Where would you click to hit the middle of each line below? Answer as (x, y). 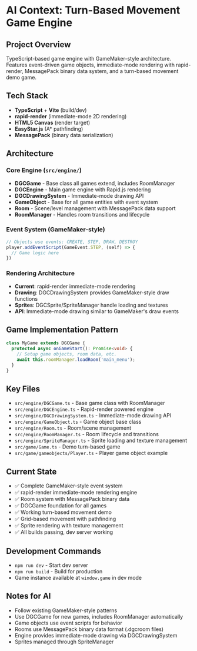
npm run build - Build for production (59, 572)
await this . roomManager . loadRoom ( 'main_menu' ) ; (76, 360)
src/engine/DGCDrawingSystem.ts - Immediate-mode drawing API (93, 416)
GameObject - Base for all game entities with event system (86, 202)
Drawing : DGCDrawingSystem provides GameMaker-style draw (92, 293)
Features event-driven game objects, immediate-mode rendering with (91, 65)
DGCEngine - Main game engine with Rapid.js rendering (83, 190)
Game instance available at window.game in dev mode (78, 578)
